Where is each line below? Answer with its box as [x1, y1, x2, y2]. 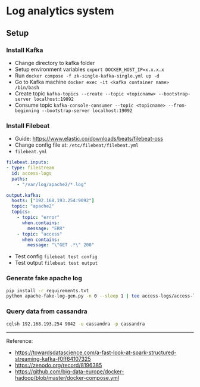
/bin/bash [14, 85, 40, 91]
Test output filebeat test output [14, 259, 98, 267]
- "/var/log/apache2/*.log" [17, 181, 86, 187]
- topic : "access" [17, 231, 62, 237]
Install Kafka [6, 46, 43, 54]
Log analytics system [6, 4, 114, 18]
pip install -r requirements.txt [6, 287, 89, 293]
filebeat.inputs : [6, 159, 49, 165]
